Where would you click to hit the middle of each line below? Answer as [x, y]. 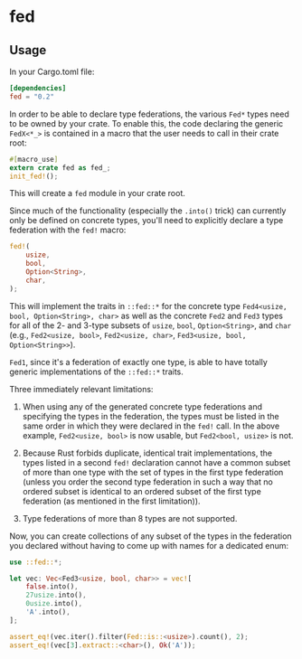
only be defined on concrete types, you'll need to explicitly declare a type [146, 221]
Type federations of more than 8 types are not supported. [130, 518]
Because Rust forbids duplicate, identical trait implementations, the [147, 453]
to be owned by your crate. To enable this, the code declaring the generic [146, 123]
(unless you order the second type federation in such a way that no [147, 482]
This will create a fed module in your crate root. [97, 193]
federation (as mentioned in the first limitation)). [111, 501]
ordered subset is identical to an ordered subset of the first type [142, 491]
